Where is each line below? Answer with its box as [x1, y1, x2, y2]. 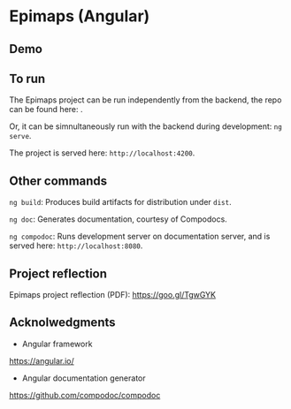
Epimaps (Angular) [9, 6, 150, 27]
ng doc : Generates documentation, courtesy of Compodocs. [9, 214, 227, 224]
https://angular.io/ [9, 355, 75, 366]
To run [9, 71, 46, 86]
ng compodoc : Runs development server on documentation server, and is [9, 231, 271, 242]
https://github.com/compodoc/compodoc [9, 390, 161, 400]
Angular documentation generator [21, 373, 146, 383]
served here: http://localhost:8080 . [9, 240, 143, 251]
